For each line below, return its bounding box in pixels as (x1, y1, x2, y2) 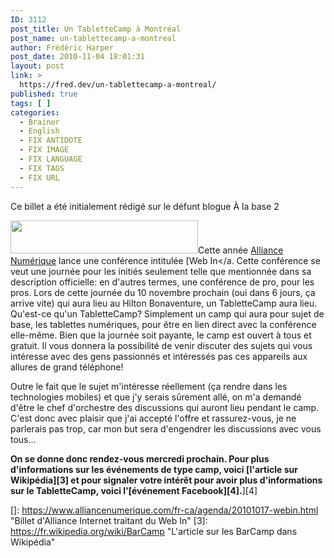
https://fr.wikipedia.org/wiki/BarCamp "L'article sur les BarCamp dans (10, 525, 298, 537)
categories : (10, 107, 60, 118)
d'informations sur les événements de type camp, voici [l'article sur (10, 463, 298, 475)
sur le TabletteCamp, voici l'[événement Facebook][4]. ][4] (10, 484, 258, 496)
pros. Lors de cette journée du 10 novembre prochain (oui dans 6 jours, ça (10, 286, 316, 298)
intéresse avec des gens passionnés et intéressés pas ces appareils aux (10, 350, 308, 362)
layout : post (10, 61, 65, 71)
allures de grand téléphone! (10, 361, 124, 373)
